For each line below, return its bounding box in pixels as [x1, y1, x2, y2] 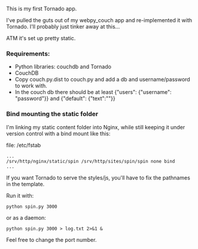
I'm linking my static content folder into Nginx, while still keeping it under [6, 123, 185, 130]
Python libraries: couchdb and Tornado [14, 63, 112, 71]
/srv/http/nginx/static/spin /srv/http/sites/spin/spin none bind [6, 158, 175, 164]
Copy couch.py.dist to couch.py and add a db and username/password [14, 76, 190, 83]
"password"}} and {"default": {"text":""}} [14, 95, 115, 102]
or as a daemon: [6, 214, 47, 221]
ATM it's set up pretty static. [6, 35, 76, 41]
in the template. [6, 180, 45, 187]
